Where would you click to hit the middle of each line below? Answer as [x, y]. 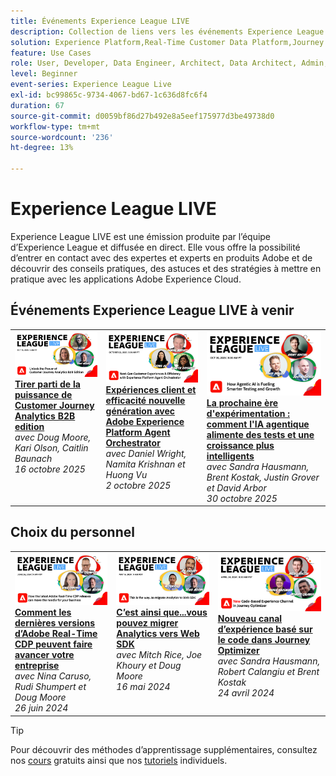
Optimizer [238, 650]
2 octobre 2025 [138, 486]
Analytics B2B [45, 416]
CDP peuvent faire [53, 644]
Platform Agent [138, 432]
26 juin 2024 [41, 708]
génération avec [140, 411]
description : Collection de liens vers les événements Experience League [167, 31]
